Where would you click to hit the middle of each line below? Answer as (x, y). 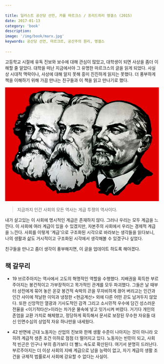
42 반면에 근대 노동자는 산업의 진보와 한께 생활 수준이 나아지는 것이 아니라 (82, 332)
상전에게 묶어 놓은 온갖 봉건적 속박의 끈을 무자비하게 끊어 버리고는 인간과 (86, 291)
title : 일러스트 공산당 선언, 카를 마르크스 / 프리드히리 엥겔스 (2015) (69, 15)
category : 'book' (23, 26)
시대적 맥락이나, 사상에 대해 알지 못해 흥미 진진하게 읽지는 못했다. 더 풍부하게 (83, 74)
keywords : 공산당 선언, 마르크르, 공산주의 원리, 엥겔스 (55, 42)
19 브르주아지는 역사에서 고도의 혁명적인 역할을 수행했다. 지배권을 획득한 (81, 278)
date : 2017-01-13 (23, 21)
